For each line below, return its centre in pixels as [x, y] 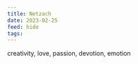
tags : [15, 33]
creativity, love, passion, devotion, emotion [69, 53]
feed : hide [23, 27]
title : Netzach [29, 14]
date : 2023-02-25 [33, 20]
